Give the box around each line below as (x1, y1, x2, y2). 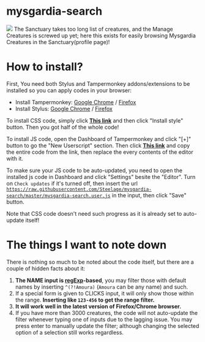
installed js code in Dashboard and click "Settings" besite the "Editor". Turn (6, 173, 196, 180)
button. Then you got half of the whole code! (6, 123, 119, 131)
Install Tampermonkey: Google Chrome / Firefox (15, 98, 136, 105)
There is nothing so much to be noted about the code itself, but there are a (6, 258, 194, 265)
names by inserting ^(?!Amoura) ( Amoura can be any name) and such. (15, 283, 188, 291)
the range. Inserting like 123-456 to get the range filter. (15, 296, 155, 303)
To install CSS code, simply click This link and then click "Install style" (6, 116, 184, 124)
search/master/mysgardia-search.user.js (6, 192, 111, 199)
